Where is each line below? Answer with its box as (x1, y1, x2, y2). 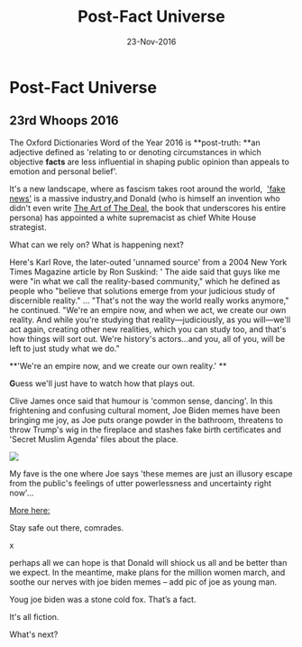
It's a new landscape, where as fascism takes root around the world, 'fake (9, 183, 286, 194)
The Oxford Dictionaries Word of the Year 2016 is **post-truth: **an (9, 137, 261, 148)
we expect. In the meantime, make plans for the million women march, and (9, 567, 286, 578)
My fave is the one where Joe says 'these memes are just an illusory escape (9, 467, 293, 479)
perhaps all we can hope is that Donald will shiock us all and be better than (9, 557, 288, 568)
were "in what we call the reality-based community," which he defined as (9, 275, 281, 286)
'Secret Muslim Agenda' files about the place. (9, 433, 178, 444)
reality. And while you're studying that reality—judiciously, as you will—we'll (9, 314, 291, 325)
